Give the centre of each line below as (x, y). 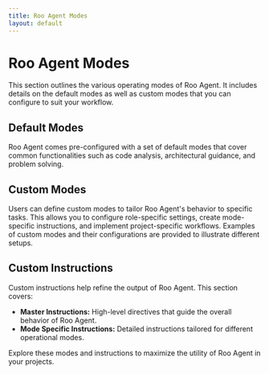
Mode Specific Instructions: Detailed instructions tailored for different (136, 329)
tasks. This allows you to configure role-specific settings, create (114, 217)
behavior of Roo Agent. (58, 320)
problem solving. (36, 164)
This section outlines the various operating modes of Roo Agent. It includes (133, 85)
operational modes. (52, 337)
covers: (21, 296)
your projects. (31, 361)
